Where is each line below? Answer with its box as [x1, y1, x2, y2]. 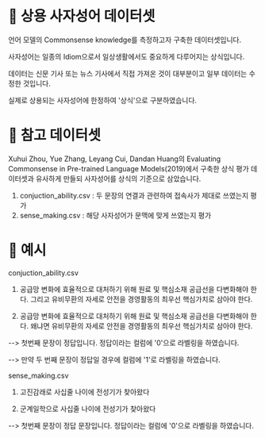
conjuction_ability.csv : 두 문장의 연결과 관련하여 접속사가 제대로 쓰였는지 [19, 190, 249, 200]
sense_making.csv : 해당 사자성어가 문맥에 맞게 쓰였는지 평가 [19, 210, 212, 220]
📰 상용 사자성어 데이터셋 [8, 7, 156, 25]
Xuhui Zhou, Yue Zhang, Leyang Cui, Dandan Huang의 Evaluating [8, 154, 221, 163]
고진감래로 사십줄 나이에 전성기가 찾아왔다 [19, 386, 150, 397]
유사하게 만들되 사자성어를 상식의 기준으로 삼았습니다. [35, 174, 202, 183]
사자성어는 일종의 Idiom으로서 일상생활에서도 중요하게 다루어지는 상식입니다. [8, 52, 245, 61]
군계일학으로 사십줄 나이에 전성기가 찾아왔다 [19, 404, 156, 413]
